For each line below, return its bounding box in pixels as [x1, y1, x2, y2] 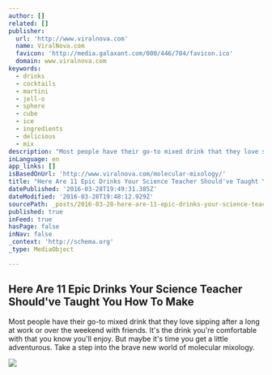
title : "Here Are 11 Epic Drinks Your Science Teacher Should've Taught [8, 177, 259, 186]
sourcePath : [8, 200, 49, 208]
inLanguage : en [8, 155, 60, 163]
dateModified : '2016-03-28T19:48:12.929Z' [8, 192, 154, 201]
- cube [15, 110, 38, 118]
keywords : [8, 65, 42, 73]
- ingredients [15, 125, 63, 133]
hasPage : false [8, 223, 60, 231]
